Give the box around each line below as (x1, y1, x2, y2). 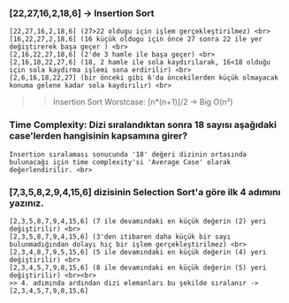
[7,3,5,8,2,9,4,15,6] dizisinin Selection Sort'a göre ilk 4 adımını (9, 186, 281, 198)
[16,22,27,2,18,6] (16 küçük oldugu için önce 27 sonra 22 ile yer (9, 34, 263, 44)
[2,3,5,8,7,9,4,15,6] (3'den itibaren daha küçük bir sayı (9, 232, 232, 241)
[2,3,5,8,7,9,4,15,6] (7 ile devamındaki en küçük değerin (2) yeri (9, 216, 267, 225)
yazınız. (9, 197, 44, 209)
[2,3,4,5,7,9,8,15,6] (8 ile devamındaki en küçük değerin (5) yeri (9, 263, 267, 272)
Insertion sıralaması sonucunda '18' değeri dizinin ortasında (9, 149, 247, 159)
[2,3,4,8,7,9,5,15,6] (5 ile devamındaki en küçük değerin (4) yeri (9, 247, 267, 256)
